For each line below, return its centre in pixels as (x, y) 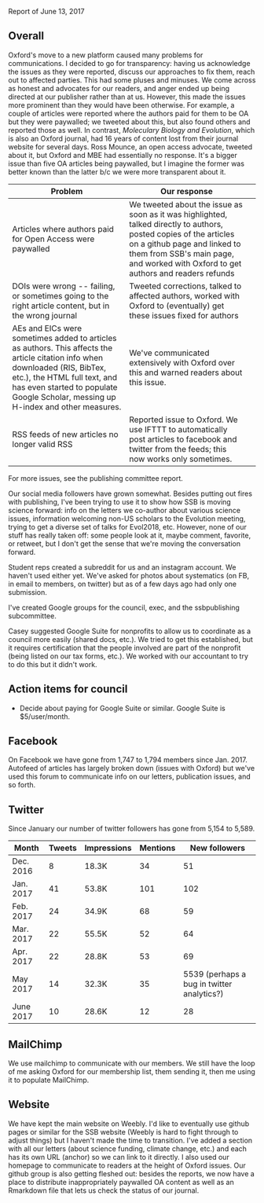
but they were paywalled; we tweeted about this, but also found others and (129, 122)
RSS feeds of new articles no (65, 434)
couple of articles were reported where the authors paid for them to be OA (128, 113)
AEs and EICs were (47, 328)
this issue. (148, 382)
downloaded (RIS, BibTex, (59, 367)
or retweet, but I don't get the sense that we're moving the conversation (125, 543)
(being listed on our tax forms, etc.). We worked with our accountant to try (128, 656)
